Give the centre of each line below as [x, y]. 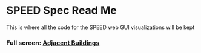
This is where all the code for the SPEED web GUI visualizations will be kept [100, 27]
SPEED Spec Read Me [61, 11]
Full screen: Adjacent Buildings [53, 43]
